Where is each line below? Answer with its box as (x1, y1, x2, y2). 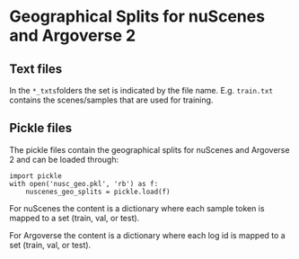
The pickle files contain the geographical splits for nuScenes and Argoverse (9, 144, 290, 155)
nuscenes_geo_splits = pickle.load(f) (25, 187, 171, 196)
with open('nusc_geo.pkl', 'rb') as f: (9, 179, 159, 188)
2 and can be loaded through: (9, 154, 119, 165)
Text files (9, 61, 63, 76)
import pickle (9, 171, 63, 181)
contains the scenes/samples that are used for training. (9, 94, 214, 105)
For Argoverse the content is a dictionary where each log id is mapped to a (9, 229, 286, 240)
